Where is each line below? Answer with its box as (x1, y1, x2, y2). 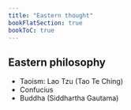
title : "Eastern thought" (8, 11, 93, 20)
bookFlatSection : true (8, 19, 83, 27)
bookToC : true (8, 26, 55, 34)
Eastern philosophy (8, 55, 107, 69)
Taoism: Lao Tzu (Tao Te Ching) (19, 77, 124, 86)
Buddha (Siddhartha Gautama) (19, 93, 119, 103)
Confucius (19, 85, 54, 95)
